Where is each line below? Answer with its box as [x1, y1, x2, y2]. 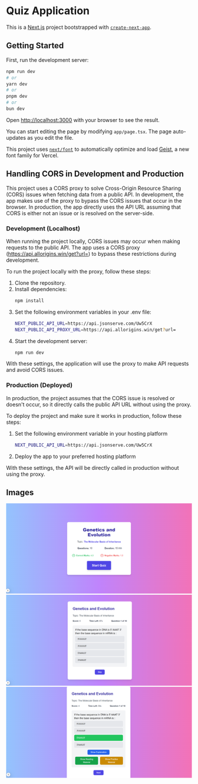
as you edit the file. [27, 134, 74, 141]
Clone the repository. [14, 279, 66, 286]
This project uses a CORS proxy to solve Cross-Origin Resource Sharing [6, 185, 181, 192]
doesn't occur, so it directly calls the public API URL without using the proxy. [6, 401, 192, 408]
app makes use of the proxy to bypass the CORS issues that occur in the [6, 197, 183, 204]
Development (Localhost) [6, 224, 81, 232]
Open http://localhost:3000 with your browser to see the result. [6, 116, 160, 123]
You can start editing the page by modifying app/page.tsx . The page [6, 128, 172, 135]
